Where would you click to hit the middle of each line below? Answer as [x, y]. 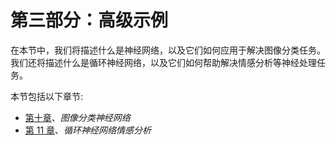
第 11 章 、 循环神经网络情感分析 [88, 130]
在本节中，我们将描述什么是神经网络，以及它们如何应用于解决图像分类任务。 [168, 50]
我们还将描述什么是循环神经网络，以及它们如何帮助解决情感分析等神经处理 [163, 62]
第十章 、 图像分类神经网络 [77, 117]
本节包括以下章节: [47, 96]
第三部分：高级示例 [89, 20]
